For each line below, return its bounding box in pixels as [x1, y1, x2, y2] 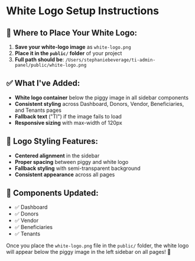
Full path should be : [14, 56, 64, 63]
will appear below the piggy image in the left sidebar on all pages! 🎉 [6, 249, 171, 256]
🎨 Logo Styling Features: [6, 136, 99, 146]
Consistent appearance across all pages [14, 170, 115, 178]
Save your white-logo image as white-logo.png [14, 43, 131, 50]
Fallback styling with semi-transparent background [14, 165, 141, 172]
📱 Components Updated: [6, 188, 99, 198]
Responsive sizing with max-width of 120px [14, 119, 122, 126]
